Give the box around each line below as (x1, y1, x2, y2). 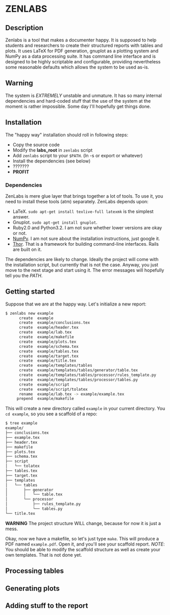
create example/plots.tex (18, 339, 77, 344)
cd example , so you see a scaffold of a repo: (5, 411, 98, 417)
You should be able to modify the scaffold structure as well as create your (5, 546, 161, 552)
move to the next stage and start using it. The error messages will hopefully (5, 267, 164, 273)
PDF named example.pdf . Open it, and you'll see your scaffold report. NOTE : (5, 541, 165, 547)
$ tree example (5, 421, 38, 426)
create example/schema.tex (18, 344, 79, 349)
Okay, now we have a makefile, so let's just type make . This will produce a (5, 535, 159, 541)
